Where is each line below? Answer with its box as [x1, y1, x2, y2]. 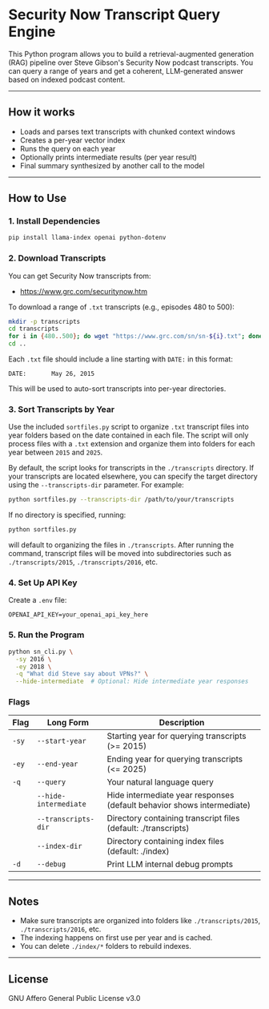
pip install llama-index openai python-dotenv [8, 234, 167, 242]
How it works [8, 106, 75, 119]
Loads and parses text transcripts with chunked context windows [19, 127, 236, 136]
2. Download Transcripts [8, 252, 106, 264]
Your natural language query [106, 777, 215, 788]
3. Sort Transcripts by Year [8, 404, 114, 415]
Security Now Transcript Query [8, 6, 221, 24]
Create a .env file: [8, 595, 67, 605]
